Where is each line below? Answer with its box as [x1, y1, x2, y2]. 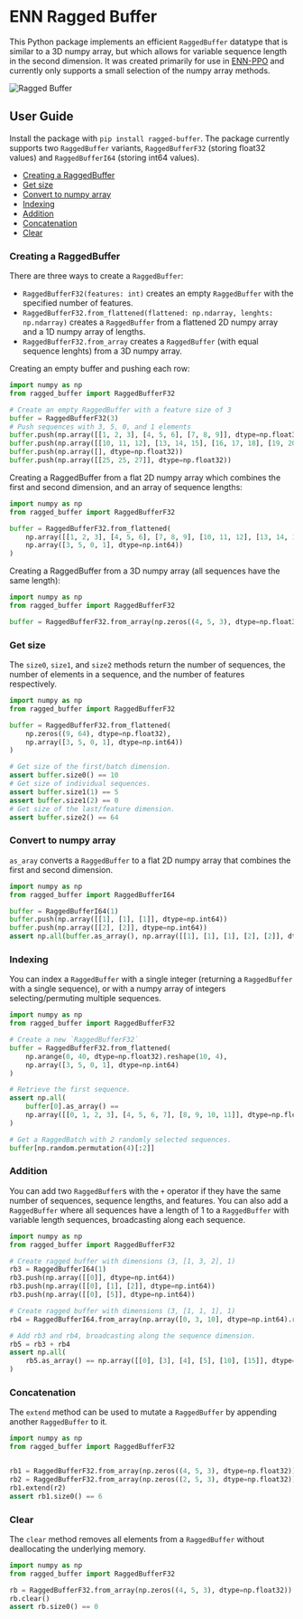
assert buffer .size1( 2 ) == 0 [9, 796, 119, 805]
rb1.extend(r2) [9, 1483, 67, 1492]
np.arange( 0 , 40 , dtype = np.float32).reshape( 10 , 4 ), [25, 1052, 228, 1061]
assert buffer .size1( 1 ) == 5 [9, 787, 119, 797]
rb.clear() [9, 1594, 50, 1603]
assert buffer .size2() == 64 [9, 812, 119, 822]
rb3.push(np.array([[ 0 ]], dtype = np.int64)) [9, 1273, 176, 1283]
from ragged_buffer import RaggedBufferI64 [9, 890, 176, 899]
